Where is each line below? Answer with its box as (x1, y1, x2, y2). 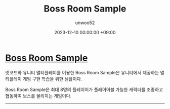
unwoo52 (75, 20, 95, 26)
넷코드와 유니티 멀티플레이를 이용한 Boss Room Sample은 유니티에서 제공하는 (5, 69, 159, 75)
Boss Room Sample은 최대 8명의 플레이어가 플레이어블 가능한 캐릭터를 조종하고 (5, 86, 163, 92)
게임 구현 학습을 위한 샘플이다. (22, 76, 82, 82)
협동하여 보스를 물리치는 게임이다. (5, 92, 72, 98)
